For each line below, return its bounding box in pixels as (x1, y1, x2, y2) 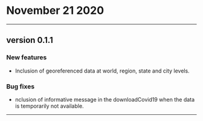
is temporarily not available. (14, 102, 84, 110)
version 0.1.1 (6, 35, 53, 45)
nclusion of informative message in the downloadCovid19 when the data (14, 96, 195, 103)
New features (6, 53, 47, 62)
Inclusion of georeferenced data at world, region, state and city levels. (14, 67, 190, 74)
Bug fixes (6, 82, 35, 91)
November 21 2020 (6, 4, 105, 18)
